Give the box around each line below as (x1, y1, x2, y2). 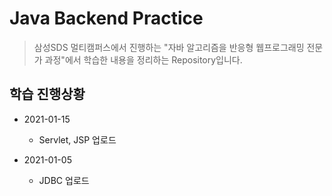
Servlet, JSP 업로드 (38, 133, 117, 146)
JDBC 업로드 (38, 174, 90, 186)
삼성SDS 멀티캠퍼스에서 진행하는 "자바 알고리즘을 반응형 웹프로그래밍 (33, 41, 305, 53)
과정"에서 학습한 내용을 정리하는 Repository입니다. (44, 53, 243, 66)
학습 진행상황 (9, 86, 86, 103)
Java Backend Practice (9, 7, 204, 30)
